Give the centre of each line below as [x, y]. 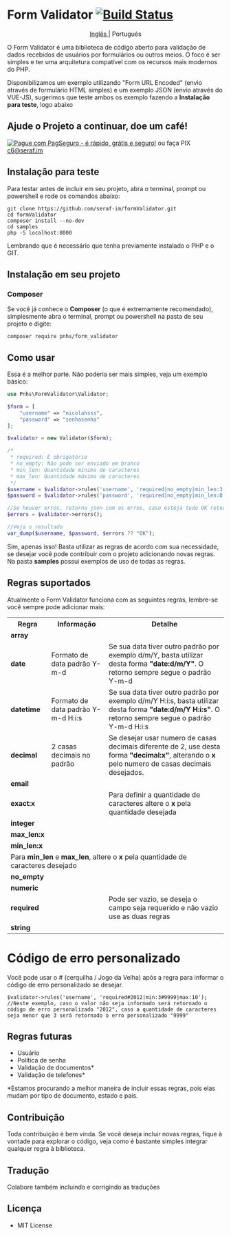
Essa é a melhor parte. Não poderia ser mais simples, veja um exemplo [107, 374]
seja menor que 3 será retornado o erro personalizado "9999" [98, 1015]
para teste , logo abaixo [40, 104]
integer [23, 823]
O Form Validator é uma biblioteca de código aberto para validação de [107, 47]
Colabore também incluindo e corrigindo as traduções [84, 1187]
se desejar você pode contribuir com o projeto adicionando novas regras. [111, 554]
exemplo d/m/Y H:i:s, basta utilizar [164, 700]
